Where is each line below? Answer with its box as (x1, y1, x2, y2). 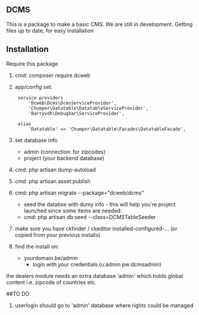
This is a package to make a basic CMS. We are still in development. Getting (6, 20, 193, 27)
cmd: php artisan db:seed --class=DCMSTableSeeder (23, 213, 156, 220)
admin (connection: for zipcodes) (23, 148, 106, 155)
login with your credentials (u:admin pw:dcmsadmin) (32, 261, 162, 268)
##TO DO (6, 290, 30, 297)
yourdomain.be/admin (23, 254, 78, 261)
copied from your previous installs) (14, 231, 101, 238)
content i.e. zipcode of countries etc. (6, 279, 97, 286)
